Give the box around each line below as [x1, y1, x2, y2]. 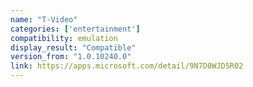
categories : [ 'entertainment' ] [10, 24, 141, 34]
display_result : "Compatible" [10, 42, 137, 53]
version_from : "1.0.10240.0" [10, 52, 132, 62]
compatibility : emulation [10, 33, 118, 43]
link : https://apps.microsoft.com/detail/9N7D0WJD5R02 [10, 61, 244, 71]
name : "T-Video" [10, 14, 78, 25]
